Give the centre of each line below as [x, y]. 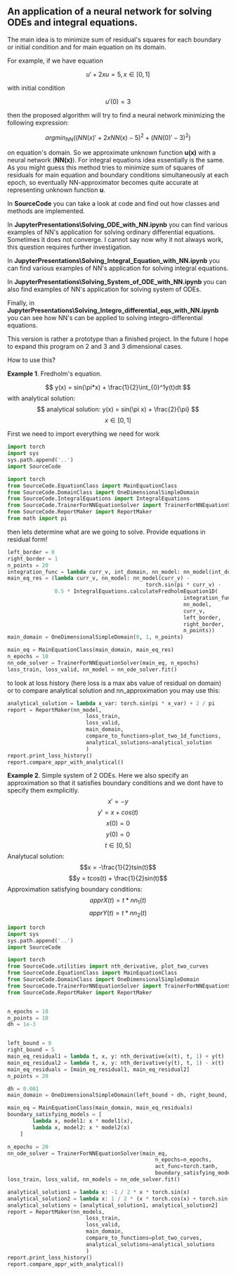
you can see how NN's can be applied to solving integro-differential [105, 318]
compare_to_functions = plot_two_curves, [144, 1238]
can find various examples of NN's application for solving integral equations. [118, 268]
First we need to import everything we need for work [84, 434]
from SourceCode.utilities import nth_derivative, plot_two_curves [108, 966]
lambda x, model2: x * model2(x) [81, 1127]
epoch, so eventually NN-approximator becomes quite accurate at [103, 183]
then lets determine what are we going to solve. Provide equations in [106, 532]
